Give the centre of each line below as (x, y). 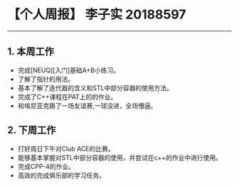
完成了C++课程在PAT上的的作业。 (67, 97)
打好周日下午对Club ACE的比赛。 (66, 148)
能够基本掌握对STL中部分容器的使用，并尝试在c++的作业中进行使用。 (120, 158)
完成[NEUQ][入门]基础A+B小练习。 (68, 70)
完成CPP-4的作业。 (46, 166)
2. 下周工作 (32, 130)
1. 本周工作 (31, 51)
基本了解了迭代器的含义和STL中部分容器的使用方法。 (95, 88)
